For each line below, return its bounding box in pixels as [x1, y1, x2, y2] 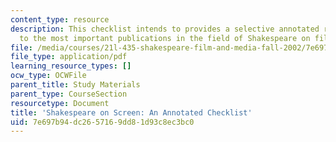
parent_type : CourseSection [10, 89, 128, 99]
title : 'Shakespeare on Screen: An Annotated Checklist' [10, 107, 253, 118]
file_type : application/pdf [10, 52, 128, 62]
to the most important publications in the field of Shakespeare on [19, 33, 311, 43]
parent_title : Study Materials [10, 80, 141, 90]
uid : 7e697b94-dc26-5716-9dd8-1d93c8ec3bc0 [10, 117, 195, 127]
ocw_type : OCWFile [10, 71, 87, 81]
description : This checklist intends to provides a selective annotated [10, 24, 320, 34]
